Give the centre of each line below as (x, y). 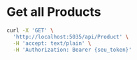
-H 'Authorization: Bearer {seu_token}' (72, 50)
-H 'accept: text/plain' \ (52, 43)
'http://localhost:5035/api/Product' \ (71, 37)
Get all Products (54, 12)
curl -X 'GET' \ (30, 30)
